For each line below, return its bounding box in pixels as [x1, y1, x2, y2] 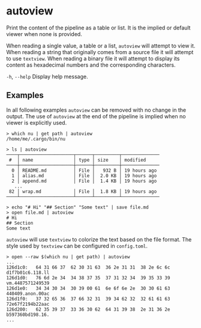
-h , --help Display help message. [6, 73, 88, 80]
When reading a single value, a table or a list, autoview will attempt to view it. [6, 42, 196, 49]
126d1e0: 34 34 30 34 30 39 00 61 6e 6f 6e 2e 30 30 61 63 [6, 285, 170, 291]
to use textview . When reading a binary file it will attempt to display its [6, 55, 180, 62]
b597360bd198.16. [6, 311, 50, 318]
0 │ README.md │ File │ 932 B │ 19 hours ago [11, 167, 157, 174]
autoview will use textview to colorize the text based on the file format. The [6, 235, 192, 243]
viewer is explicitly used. [6, 119, 67, 126]
